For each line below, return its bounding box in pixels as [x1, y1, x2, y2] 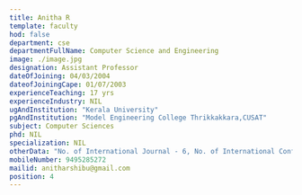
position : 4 [9, 172, 54, 181]
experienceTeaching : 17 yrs [9, 88, 115, 97]
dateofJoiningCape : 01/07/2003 [9, 80, 127, 89]
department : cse [9, 38, 70, 48]
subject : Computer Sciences [9, 122, 115, 131]
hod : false [9, 30, 50, 39]
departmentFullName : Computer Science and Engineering [9, 47, 219, 56]
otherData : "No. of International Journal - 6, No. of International [9, 146, 276, 155]
